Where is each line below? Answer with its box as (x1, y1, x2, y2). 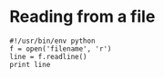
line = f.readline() (9, 52, 88, 61)
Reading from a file (9, 6, 156, 27)
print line (9, 60, 51, 69)
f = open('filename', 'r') (9, 44, 112, 54)
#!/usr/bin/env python (9, 36, 96, 45)
